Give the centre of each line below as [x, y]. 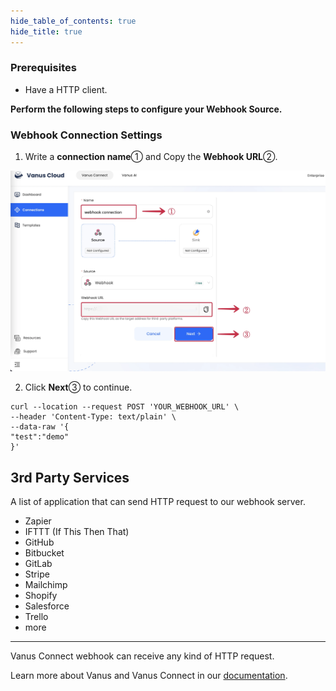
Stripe [37, 574]
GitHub [39, 542]
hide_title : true [46, 31]
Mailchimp [46, 585]
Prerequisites [43, 68]
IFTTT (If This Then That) [77, 532]
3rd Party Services [70, 477]
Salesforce [47, 606]
